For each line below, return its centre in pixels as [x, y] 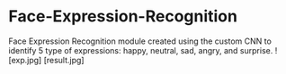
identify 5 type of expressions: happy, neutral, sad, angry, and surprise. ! [143, 50]
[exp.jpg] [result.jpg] [46, 60]
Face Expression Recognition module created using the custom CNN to [140, 41]
